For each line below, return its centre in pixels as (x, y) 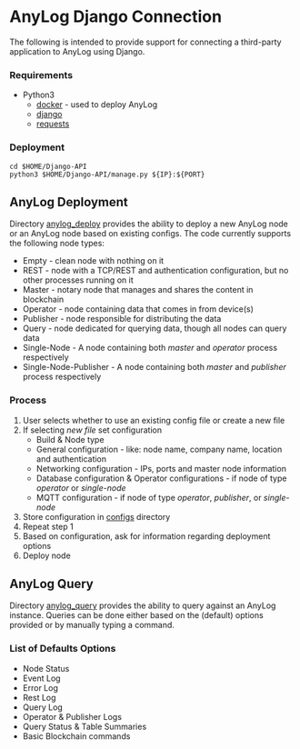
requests (53, 124)
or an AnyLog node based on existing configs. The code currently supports (150, 234)
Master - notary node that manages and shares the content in (138, 290)
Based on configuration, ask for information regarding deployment (146, 536)
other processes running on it (78, 280)
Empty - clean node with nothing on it (93, 261)
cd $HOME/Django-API (49, 166)
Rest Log (39, 697)
